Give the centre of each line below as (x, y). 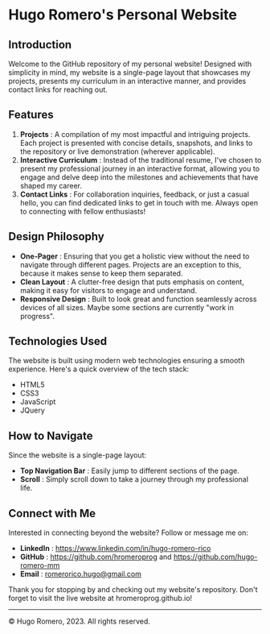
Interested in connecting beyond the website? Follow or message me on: (129, 532)
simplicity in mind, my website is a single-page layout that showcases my (129, 73)
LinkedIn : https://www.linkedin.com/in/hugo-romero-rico (115, 549)
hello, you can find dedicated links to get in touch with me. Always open (139, 202)
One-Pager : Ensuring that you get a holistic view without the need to (135, 256)
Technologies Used (57, 341)
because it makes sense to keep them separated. (101, 273)
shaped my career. (51, 185)
